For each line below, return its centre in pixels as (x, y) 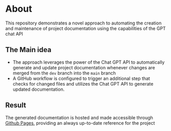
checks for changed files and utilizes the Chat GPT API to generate (83, 84)
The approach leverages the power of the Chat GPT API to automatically (89, 62)
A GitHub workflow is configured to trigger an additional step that (81, 78)
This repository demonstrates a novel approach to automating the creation (83, 23)
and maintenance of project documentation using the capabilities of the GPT (86, 28)
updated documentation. (39, 89)
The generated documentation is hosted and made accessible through (79, 117)
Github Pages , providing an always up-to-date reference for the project (80, 123)
